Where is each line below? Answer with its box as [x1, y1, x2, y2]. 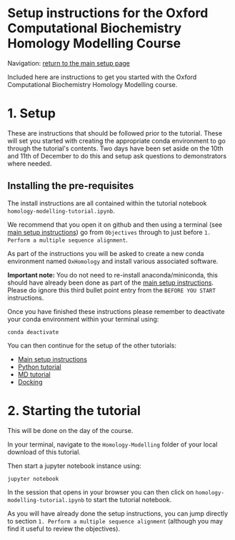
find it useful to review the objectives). [7, 524, 120, 533]
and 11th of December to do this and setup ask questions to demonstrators [7, 151, 227, 160]
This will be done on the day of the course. [7, 426, 134, 434]
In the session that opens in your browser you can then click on [7, 487, 194, 496]
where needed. [7, 159, 52, 168]
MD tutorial [17, 370, 51, 379]
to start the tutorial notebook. [85, 495, 172, 504]
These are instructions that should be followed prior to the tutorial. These [7, 128, 223, 137]
